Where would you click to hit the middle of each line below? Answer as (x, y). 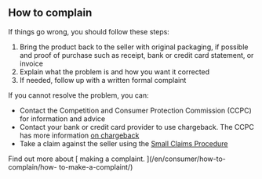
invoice (31, 63)
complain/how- (33, 166)
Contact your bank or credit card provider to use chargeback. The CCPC (137, 127)
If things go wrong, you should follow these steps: (89, 31)
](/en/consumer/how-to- (186, 159)
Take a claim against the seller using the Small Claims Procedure (124, 143)
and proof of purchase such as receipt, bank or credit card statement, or (136, 55)
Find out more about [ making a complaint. (76, 159)
